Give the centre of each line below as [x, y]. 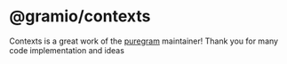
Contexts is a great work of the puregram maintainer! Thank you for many [143, 41]
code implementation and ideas [67, 50]
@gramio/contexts [80, 16]
